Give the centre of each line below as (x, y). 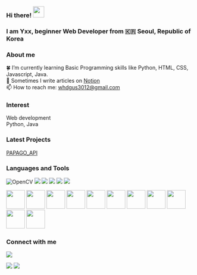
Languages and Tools (38, 168)
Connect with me (31, 242)
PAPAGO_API (22, 152)
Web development (29, 118)
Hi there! (19, 15)
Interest (18, 105)
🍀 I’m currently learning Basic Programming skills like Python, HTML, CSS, (97, 68)
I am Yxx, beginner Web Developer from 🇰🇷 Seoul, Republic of (99, 31)
